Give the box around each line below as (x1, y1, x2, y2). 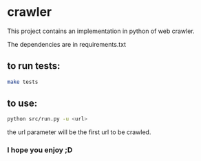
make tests (7, 78, 39, 85)
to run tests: (7, 60, 61, 72)
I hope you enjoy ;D (7, 145, 73, 155)
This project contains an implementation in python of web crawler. (7, 27, 195, 35)
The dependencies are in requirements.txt (7, 40, 126, 48)
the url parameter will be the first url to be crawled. (7, 128, 151, 136)
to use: (7, 98, 38, 109)
